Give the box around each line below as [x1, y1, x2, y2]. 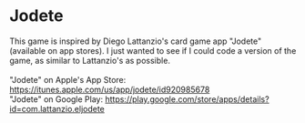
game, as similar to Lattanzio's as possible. [9, 55, 171, 66]
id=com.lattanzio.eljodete [9, 103, 105, 114]
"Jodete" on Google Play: [9, 93, 104, 105]
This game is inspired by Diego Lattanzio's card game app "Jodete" [9, 36, 262, 46]
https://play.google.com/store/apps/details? [104, 93, 270, 105]
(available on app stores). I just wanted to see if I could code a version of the [9, 45, 297, 56]
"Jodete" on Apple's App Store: [9, 74, 127, 85]
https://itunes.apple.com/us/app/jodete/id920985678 [9, 84, 210, 95]
